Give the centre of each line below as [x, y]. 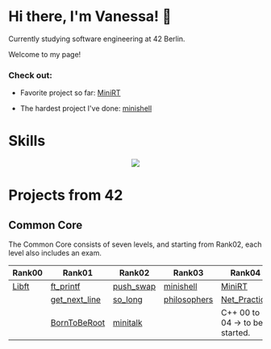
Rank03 [188, 273]
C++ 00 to [240, 313]
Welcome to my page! [45, 54]
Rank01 [78, 273]
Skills [27, 141]
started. [236, 333]
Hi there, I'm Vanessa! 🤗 [90, 17]
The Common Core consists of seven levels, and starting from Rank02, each [135, 244]
